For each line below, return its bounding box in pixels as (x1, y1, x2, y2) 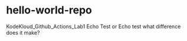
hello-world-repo (6, 4, 93, 17)
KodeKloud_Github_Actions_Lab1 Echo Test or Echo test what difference (6, 23, 181, 30)
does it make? (6, 29, 40, 36)
